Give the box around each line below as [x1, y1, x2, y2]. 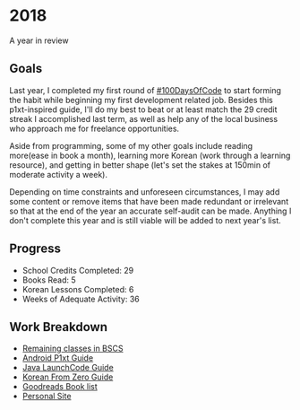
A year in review [9, 35, 69, 46]
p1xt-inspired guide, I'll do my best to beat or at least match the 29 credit [9, 104, 278, 115]
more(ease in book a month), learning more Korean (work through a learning [9, 150, 291, 161]
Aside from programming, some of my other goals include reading [9, 140, 253, 151]
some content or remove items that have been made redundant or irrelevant [9, 196, 289, 206]
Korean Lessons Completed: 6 [21, 284, 134, 294]
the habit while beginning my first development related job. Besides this [9, 94, 273, 105]
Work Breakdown [9, 319, 107, 335]
